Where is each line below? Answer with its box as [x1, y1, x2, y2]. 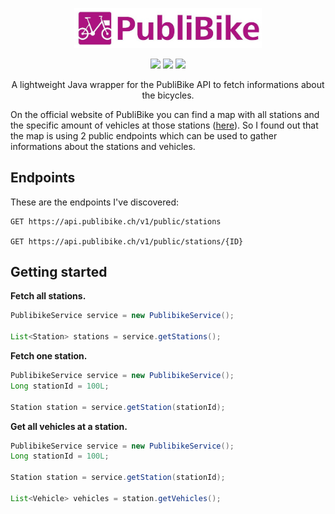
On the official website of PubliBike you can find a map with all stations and [10, 108, 320, 120]
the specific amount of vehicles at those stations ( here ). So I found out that [10, 119, 319, 131]
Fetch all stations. [10, 290, 87, 302]
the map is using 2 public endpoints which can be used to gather [10, 129, 278, 142]
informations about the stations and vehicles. [10, 140, 196, 152]
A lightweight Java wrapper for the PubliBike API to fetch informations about [11, 78, 325, 90]
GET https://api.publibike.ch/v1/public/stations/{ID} [10, 236, 244, 247]
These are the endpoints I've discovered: [10, 196, 180, 208]
